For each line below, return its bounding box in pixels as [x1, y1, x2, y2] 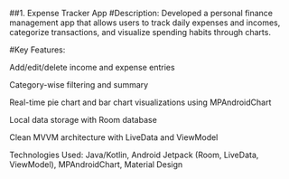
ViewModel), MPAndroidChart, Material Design [9, 159, 183, 170]
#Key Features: [9, 44, 66, 55]
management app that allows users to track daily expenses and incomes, [9, 17, 281, 28]
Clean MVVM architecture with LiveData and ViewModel [9, 132, 219, 143]
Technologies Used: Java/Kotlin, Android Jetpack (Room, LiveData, [9, 149, 259, 160]
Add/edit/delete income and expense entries [9, 62, 175, 72]
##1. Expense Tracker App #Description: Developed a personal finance [9, 8, 274, 18]
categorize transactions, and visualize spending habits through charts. [9, 27, 271, 37]
